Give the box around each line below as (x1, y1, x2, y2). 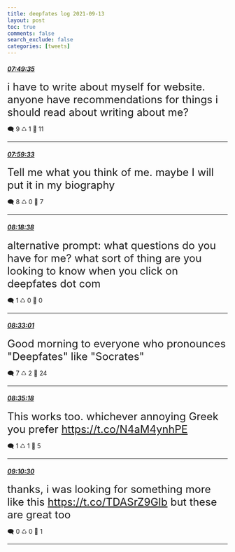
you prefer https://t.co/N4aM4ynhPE (7, 422, 188, 436)
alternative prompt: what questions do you (7, 238, 217, 253)
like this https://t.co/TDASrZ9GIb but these (7, 495, 218, 509)
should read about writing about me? (7, 106, 189, 119)
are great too (7, 508, 71, 522)
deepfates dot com (7, 276, 101, 290)
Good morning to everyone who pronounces (7, 337, 226, 351)
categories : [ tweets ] (7, 43, 71, 50)
